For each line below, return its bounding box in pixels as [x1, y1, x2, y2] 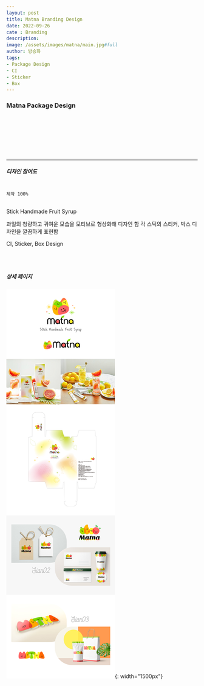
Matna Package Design [6, 101, 76, 110]
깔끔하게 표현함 [22, 228, 59, 235]
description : [6, 35, 39, 42]
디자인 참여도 [6, 168, 38, 175]
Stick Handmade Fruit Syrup [6, 208, 77, 215]
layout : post [6, 10, 39, 16]
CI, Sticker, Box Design [6, 240, 64, 247]
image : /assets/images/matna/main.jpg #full [6, 42, 118, 48]
